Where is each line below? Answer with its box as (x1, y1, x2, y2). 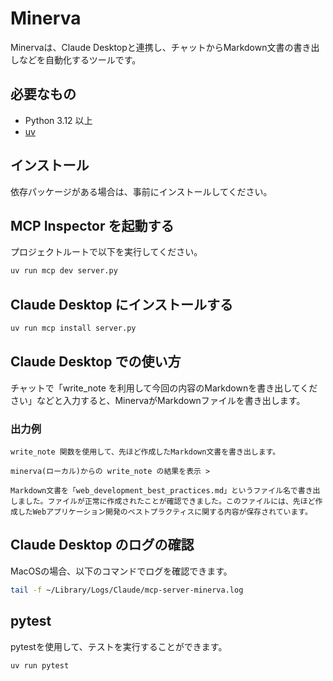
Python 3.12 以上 (24, 114, 93, 126)
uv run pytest (10, 660, 70, 671)
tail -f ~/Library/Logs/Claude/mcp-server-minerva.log (10, 585, 244, 595)
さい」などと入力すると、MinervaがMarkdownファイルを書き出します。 (10, 394, 306, 406)
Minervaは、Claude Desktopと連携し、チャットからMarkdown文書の (10, 41, 294, 53)
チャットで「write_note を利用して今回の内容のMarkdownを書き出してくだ (10, 382, 318, 394)
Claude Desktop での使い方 (10, 353, 182, 371)
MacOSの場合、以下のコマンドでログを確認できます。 (10, 565, 233, 577)
